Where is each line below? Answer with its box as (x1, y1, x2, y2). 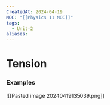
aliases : (6, 31, 28, 37)
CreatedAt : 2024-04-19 (6, 8, 63, 15)
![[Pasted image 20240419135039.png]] (6, 92, 105, 99)
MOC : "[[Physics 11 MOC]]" (6, 14, 74, 20)
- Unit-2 (11, 25, 33, 32)
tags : (6, 20, 20, 26)
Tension (6, 57, 47, 71)
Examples (6, 79, 36, 87)
